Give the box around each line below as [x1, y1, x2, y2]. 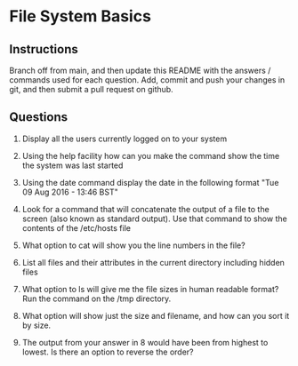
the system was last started [21, 160, 124, 171]
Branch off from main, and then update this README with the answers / [9, 65, 271, 76]
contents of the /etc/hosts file [21, 222, 132, 233]
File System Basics [9, 6, 151, 27]
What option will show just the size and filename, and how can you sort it [21, 310, 290, 321]
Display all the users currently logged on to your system [21, 133, 228, 144]
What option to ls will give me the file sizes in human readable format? [21, 283, 279, 294]
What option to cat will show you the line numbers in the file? [21, 240, 246, 251]
